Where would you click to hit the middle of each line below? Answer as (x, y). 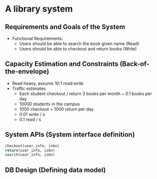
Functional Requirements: (37, 38)
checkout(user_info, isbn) (32, 146)
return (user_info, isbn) (30, 150)
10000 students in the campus (49, 104)
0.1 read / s (30, 119)
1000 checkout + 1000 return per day (56, 109)
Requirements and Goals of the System (65, 27)
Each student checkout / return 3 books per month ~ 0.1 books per (86, 94)
